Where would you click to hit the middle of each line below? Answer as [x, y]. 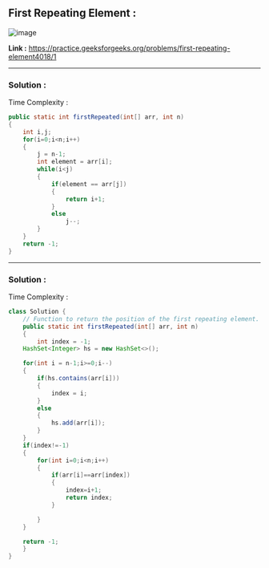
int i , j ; [37, 132]
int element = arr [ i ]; [75, 162]
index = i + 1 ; [84, 490]
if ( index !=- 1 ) [46, 445]
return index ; [89, 498]
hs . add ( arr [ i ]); [78, 423]
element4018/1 [32, 56]
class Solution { [37, 312]
